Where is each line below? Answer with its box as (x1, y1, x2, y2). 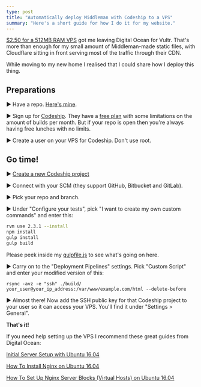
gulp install (6, 234, 39, 241)
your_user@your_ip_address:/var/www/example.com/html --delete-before (6, 286, 187, 292)
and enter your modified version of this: (6, 269, 104, 276)
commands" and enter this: (6, 212, 74, 218)
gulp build (6, 240, 34, 246)
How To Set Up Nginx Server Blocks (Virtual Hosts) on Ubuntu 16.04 (6, 374, 175, 381)
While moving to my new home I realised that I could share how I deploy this (6, 61, 194, 68)
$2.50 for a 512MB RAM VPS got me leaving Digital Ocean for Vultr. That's (6, 37, 190, 44)
